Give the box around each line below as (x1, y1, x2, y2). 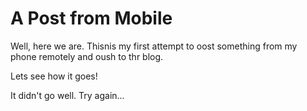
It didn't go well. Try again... (10, 89, 125, 101)
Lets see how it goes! (10, 70, 98, 82)
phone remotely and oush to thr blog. (10, 50, 164, 62)
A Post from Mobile (10, 7, 173, 30)
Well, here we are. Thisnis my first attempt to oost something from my (10, 40, 298, 52)
